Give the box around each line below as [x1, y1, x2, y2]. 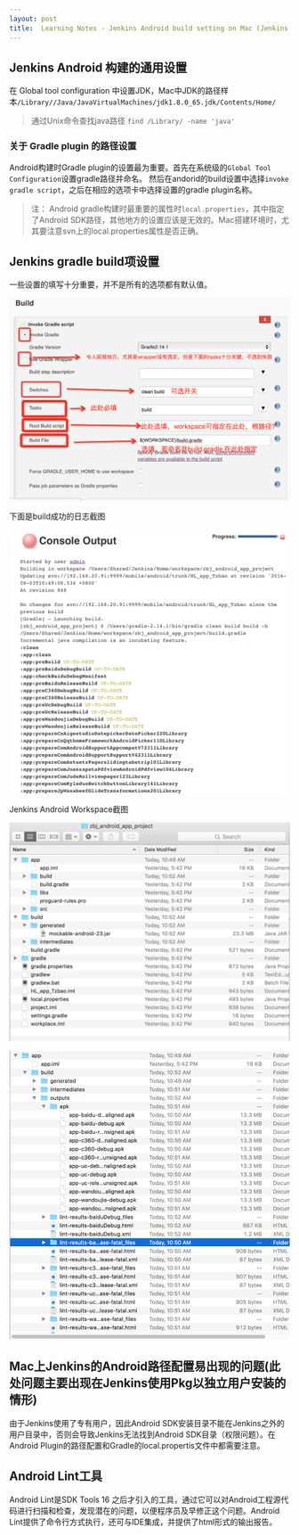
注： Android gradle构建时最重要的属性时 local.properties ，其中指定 [30, 203, 285, 214]
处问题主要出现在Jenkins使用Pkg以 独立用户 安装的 [9, 1375, 287, 1391]
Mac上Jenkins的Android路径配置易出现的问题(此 [9, 1359, 281, 1375]
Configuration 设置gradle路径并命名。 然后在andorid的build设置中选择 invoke [9, 173, 289, 184]
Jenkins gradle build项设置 [9, 254, 160, 269]
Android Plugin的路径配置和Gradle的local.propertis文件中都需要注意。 [9, 1440, 265, 1450]
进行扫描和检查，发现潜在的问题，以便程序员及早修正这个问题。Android [16, 1505, 280, 1515]
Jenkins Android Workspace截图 [9, 803, 129, 815]
